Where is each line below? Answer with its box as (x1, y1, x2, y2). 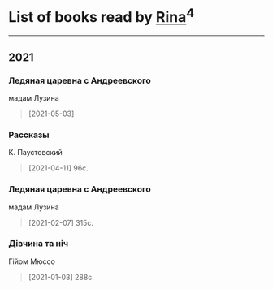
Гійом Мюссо (8, 257, 55, 266)
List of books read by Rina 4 (8, 5, 195, 27)
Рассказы (8, 129, 50, 140)
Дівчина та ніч (8, 238, 69, 249)
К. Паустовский (8, 148, 63, 157)
